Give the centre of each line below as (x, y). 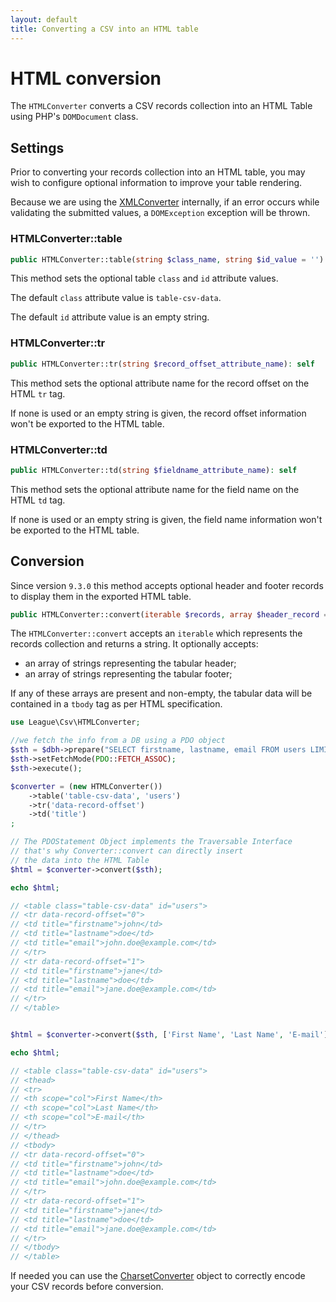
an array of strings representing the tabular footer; (128, 674)
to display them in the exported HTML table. (101, 596)
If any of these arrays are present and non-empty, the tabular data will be (161, 693)
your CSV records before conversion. (87, 1287)
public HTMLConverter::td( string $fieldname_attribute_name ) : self (154, 470)
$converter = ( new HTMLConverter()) (86, 786)
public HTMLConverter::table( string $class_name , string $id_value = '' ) (167, 259)
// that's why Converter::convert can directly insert (127, 851)
